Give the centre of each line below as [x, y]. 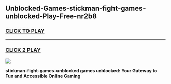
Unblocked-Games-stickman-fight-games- [76, 8]
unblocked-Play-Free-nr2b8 [51, 17]
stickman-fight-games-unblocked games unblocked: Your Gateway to [81, 70]
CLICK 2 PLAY [23, 50]
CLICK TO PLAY [25, 31]
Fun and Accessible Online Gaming [43, 76]
